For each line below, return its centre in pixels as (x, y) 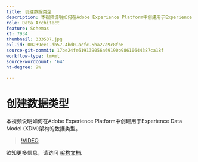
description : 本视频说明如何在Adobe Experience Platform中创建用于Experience (99, 17)
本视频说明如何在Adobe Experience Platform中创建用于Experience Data (94, 121)
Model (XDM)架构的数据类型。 (44, 129)
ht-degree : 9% (24, 67)
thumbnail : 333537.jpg (34, 39)
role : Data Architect (33, 23)
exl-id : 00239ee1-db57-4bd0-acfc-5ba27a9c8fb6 (65, 45)
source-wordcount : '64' (36, 61)
